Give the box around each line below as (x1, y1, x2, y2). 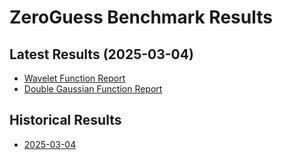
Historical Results (9, 112, 122, 129)
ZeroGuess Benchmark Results (9, 6, 273, 29)
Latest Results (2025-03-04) (9, 46, 194, 63)
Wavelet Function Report (23, 72, 126, 84)
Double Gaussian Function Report (23, 83, 163, 95)
